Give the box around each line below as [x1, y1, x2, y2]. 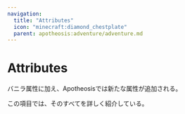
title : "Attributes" [13, 17, 74, 24]
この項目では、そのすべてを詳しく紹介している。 [7, 99, 148, 108]
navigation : [7, 10, 42, 18]
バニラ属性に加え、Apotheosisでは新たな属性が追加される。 [7, 84, 182, 93]
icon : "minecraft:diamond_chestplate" [13, 23, 128, 30]
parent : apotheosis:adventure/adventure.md [13, 30, 143, 37]
